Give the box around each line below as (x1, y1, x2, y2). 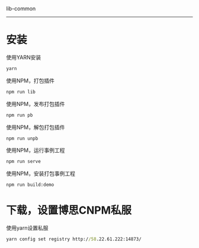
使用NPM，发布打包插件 (6, 100, 65, 107)
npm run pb (6, 112, 33, 118)
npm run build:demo (6, 182, 54, 188)
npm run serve (6, 159, 41, 165)
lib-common (6, 5, 36, 12)
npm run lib (6, 89, 36, 95)
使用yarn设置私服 (6, 224, 49, 231)
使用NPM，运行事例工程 (6, 147, 65, 154)
